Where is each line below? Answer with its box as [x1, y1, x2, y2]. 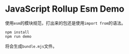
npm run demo [5, 34, 32, 39]
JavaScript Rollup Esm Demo [5, 3, 125, 15]
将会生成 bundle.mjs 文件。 [5, 43, 57, 49]
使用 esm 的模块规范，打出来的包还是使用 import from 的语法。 [5, 20, 126, 26]
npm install [5, 30, 29, 35]
